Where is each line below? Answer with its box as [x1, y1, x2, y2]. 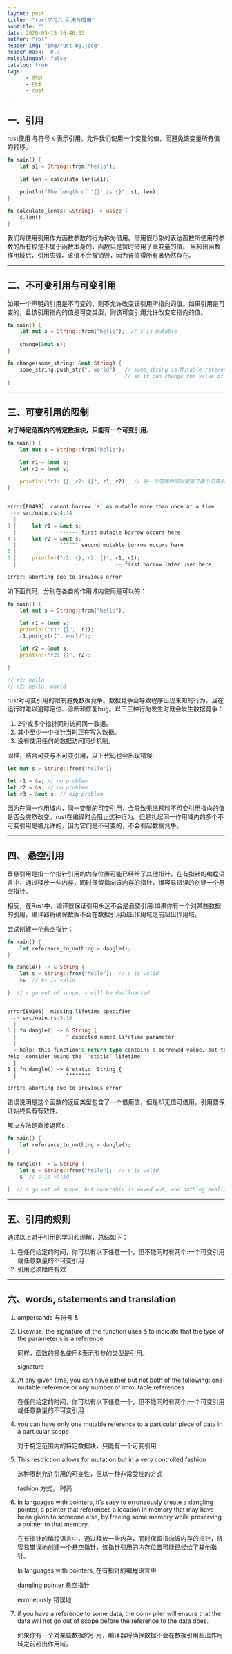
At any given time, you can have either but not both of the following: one [17, 1376, 223, 1384]
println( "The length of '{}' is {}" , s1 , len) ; [19, 189, 159, 195]
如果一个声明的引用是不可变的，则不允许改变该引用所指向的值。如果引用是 [7, 299, 219, 307]
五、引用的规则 [7, 1213, 71, 1225]
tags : [7, 68, 23, 75]
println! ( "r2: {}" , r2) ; [19, 651, 91, 658]
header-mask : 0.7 [7, 49, 60, 56]
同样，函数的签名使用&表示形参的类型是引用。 [17, 1348, 148, 1357]
